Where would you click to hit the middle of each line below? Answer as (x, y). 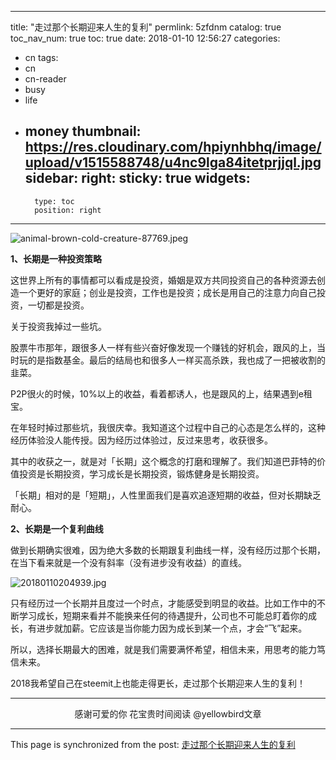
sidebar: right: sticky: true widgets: (137, 178)
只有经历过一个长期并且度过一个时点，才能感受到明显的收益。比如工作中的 (163, 603)
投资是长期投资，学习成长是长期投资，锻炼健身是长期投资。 (141, 473)
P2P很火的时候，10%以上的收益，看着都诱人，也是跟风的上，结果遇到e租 (161, 393)
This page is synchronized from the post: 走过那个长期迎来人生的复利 (153, 744)
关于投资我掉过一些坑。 (58, 326)
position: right (68, 210)
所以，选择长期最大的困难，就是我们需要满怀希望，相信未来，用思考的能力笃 (168, 649)
